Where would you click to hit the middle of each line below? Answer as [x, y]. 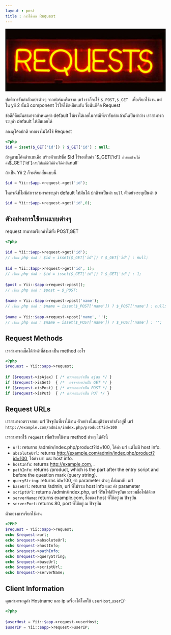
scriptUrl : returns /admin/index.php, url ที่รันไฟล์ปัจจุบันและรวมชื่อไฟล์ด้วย [84, 492]
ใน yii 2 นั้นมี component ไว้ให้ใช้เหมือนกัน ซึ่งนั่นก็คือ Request [63, 105]
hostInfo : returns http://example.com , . [54, 464]
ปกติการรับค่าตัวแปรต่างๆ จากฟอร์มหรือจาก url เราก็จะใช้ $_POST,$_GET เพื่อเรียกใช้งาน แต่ [83, 100]
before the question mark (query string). [55, 475]
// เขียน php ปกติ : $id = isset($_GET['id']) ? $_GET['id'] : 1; [74, 274]
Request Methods [34, 338]
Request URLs [28, 409]
